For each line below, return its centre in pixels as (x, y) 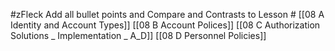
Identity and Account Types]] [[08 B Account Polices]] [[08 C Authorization (165, 25)
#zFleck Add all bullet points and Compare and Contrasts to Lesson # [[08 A (167, 14)
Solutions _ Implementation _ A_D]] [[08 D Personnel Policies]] (138, 35)
